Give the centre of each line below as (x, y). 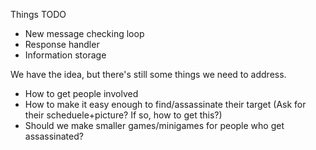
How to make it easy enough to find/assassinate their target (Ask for (165, 104)
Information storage (65, 55)
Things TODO (38, 14)
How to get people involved (81, 93)
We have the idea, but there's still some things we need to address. (148, 74)
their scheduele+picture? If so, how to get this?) (123, 115)
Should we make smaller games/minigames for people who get (154, 125)
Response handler (62, 44)
